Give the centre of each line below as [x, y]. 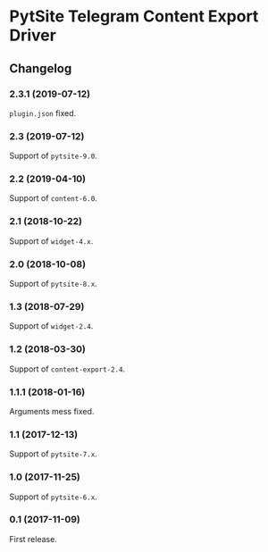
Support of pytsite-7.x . [54, 454]
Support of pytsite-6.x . [54, 497]
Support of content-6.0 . [54, 198]
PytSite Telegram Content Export [134, 17]
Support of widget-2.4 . [51, 326]
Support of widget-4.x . [51, 241]
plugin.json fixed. [43, 113]
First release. [33, 539]
